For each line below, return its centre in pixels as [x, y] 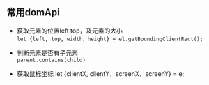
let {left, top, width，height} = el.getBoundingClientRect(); [110, 39]
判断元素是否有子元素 [47, 53]
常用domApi [33, 13]
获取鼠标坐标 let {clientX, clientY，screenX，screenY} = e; [100, 74]
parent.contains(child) [51, 60]
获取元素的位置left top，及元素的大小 [69, 31]
